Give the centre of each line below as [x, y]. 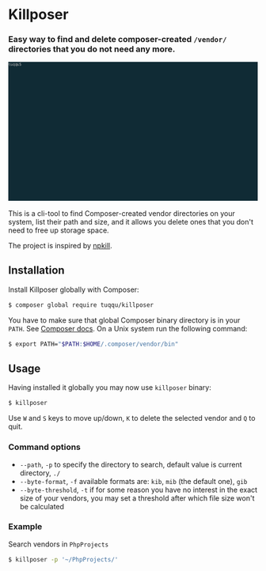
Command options [45, 447]
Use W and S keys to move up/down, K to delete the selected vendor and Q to [132, 418]
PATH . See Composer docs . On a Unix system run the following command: [128, 328]
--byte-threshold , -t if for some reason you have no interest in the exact [139, 490]
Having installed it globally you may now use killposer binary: [110, 388]
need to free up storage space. [59, 230]
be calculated [42, 506]
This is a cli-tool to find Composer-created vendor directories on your [122, 213]
